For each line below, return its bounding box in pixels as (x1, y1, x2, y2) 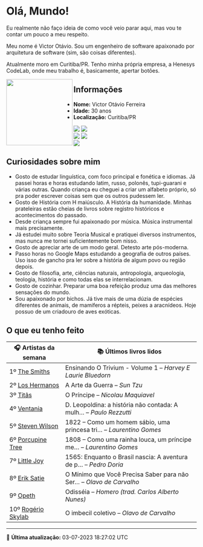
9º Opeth (9, 491, 36, 500)
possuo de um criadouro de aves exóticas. (14, 307, 121, 315)
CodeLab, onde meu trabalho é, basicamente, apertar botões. (6, 67, 160, 74)
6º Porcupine (9, 436, 47, 444)
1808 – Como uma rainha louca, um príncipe (65, 436, 192, 444)
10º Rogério (9, 505, 44, 514)
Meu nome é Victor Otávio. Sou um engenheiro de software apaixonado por (6, 42, 195, 50)
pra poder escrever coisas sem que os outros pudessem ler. (14, 192, 165, 199)
